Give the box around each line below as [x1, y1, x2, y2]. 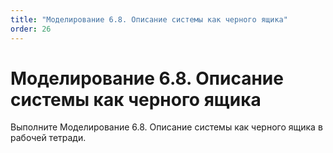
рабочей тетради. [10, 132, 87, 144]
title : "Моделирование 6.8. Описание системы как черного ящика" [10, 14, 288, 25]
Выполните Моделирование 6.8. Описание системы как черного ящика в [10, 121, 323, 133]
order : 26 [10, 24, 52, 34]
